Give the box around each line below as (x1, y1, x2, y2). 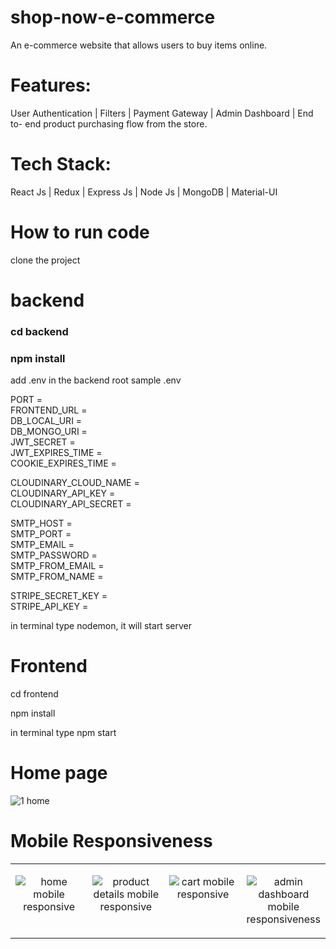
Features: (10, 74, 92, 97)
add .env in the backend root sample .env (10, 374, 182, 386)
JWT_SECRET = (10, 436, 76, 448)
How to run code (10, 221, 150, 243)
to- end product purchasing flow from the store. (10, 117, 208, 130)
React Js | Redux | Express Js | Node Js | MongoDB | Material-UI (10, 186, 278, 198)
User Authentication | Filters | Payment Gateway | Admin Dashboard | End (10, 107, 314, 119)
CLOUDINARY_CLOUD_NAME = (10, 477, 140, 489)
